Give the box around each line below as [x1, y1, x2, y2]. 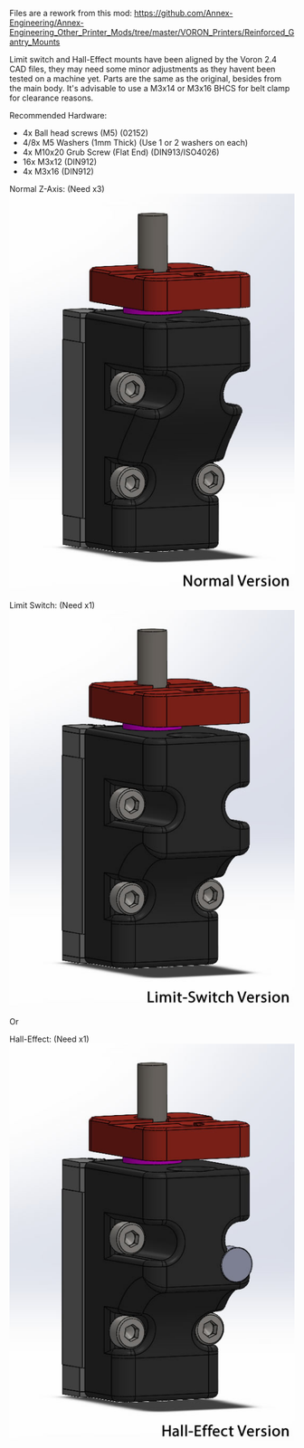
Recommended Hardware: [9, 110, 107, 120]
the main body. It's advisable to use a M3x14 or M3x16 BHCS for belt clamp [9, 83, 290, 93]
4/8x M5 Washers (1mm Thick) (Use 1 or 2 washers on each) [22, 138, 249, 148]
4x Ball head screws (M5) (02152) [22, 128, 149, 138]
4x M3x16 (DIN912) [22, 167, 95, 176]
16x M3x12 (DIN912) [22, 157, 98, 167]
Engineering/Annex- [9, 17, 84, 28]
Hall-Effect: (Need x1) [9, 1034, 90, 1044]
